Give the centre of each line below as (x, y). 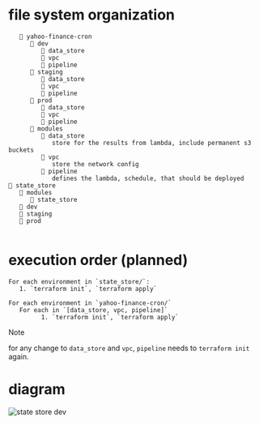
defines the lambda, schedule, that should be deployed (148, 178)
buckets (21, 150)
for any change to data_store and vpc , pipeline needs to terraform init (129, 348)
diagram (37, 390)
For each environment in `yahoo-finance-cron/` (90, 303)
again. (19, 356)
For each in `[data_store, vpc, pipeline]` (93, 310)
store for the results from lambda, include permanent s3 (151, 143)
